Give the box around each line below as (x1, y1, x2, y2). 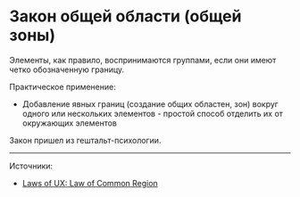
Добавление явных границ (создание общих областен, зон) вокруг (21, 98, 279, 109)
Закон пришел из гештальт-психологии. (9, 135, 162, 145)
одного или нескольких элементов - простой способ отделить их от (21, 108, 284, 119)
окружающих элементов (21, 118, 118, 128)
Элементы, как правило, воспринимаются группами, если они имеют (9, 54, 277, 65)
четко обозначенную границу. (9, 64, 125, 75)
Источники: (9, 160, 54, 171)
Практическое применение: (9, 81, 116, 92)
